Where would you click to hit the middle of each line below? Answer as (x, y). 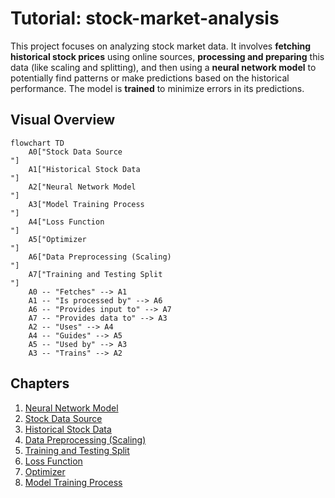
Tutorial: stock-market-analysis (145, 18)
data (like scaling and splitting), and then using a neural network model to (163, 67)
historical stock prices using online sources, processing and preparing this (167, 56)
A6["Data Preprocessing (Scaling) (100, 257)
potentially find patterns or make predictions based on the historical (150, 78)
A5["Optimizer (57, 239)
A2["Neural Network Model (82, 187)
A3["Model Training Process (86, 204)
